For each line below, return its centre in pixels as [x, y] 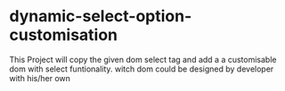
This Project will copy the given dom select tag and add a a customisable [143, 59]
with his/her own [40, 78]
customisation [64, 35]
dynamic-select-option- [101, 16]
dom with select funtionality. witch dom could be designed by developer [142, 69]
